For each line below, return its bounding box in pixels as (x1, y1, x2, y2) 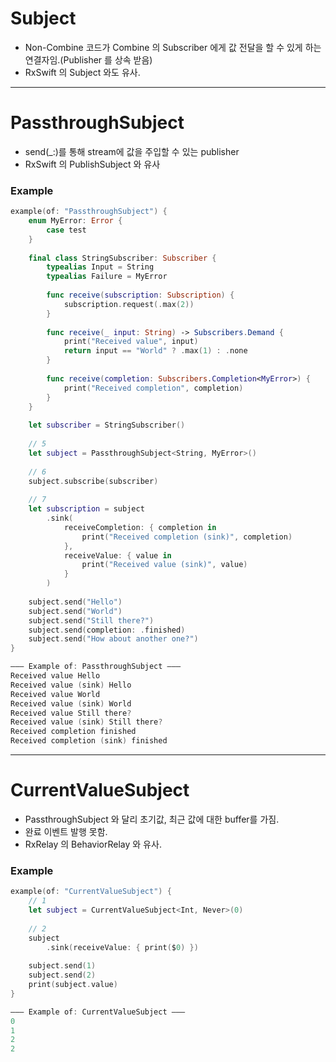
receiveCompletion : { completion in (63, 522, 217, 532)
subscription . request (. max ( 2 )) (63, 299, 195, 309)
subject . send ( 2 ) (28, 970, 97, 981)
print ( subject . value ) (28, 980, 118, 990)
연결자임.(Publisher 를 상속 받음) (24, 53, 153, 66)
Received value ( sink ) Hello (10, 680, 132, 690)
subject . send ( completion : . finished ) (28, 625, 186, 635)
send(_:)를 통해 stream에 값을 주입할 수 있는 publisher (24, 145, 240, 157)
